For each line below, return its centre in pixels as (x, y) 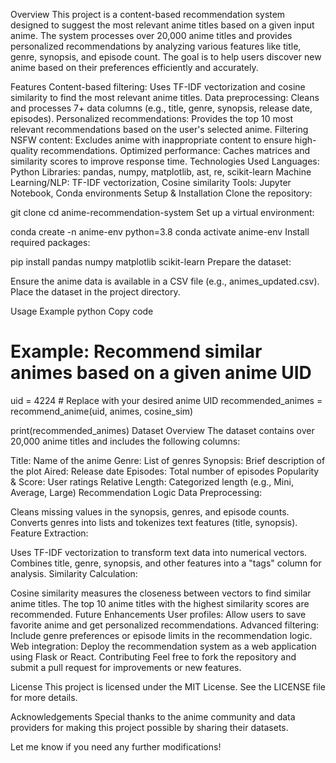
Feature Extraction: (49, 533)
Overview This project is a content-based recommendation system (148, 14)
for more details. (44, 697)
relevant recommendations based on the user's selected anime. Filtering (159, 129)
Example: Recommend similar (136, 351)
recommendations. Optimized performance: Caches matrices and (175, 150)
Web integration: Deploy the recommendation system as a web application (163, 646)
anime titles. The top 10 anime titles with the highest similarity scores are (160, 603)
